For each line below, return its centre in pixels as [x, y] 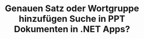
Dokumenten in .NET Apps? [72, 29]
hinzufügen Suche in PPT [72, 19]
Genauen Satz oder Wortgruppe [72, 9]
